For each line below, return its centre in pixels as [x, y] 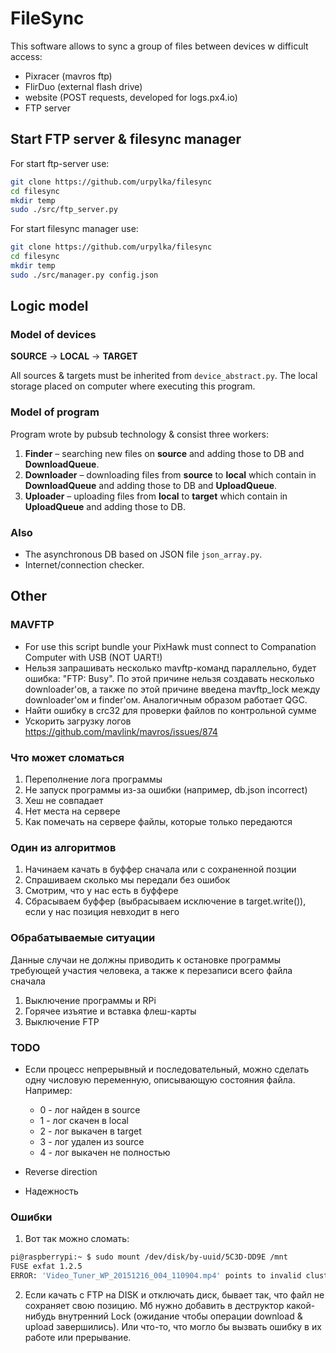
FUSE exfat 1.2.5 [46, 1267]
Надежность [51, 1191]
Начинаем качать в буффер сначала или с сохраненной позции [160, 869]
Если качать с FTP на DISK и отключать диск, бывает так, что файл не [174, 1294]
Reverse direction [61, 1171]
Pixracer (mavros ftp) [68, 76]
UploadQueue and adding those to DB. [105, 506]
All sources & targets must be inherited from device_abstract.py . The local [164, 376]
